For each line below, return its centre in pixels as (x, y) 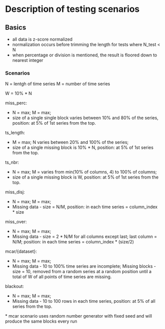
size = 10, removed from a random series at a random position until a (82, 272)
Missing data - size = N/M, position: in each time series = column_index (85, 207)
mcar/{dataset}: (21, 251)
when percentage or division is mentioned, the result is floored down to (85, 55)
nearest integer (28, 60)
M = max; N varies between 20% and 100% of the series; (70, 142)
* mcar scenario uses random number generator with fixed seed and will (79, 316)
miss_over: (16, 222)
